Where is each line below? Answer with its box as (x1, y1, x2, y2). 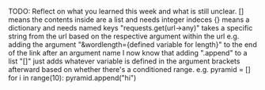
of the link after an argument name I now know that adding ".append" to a (8, 49, 248, 57)
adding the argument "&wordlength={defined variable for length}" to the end (8, 40, 257, 49)
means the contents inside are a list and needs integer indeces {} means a (8, 15, 250, 24)
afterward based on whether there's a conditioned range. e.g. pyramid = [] (8, 65, 251, 74)
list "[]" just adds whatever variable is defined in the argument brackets (8, 56, 240, 66)
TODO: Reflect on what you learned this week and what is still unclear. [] (8, 7, 244, 16)
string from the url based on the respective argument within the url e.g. (8, 31, 240, 41)
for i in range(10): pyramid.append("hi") (8, 74, 137, 82)
